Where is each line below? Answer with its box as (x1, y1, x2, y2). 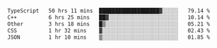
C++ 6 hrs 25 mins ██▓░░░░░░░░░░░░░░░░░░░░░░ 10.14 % (7, 13, 211, 21)
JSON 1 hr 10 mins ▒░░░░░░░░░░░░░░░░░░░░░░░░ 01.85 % (7, 33, 211, 41)
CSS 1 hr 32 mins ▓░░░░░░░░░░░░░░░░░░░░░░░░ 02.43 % (7, 27, 211, 34)
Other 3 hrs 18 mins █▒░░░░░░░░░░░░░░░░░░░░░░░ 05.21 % (7, 20, 211, 28)
